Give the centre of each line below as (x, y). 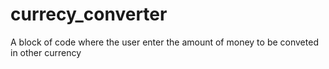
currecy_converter (89, 14)
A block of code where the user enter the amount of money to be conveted (164, 42)
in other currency (46, 52)
